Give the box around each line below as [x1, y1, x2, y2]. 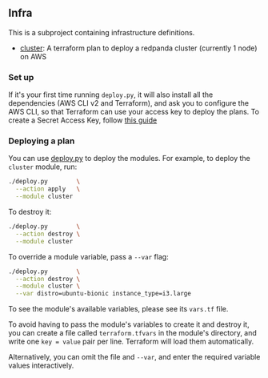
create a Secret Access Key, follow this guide [8, 115, 158, 125]
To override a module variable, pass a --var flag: [8, 251, 170, 261]
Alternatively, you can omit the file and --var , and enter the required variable [8, 352, 261, 362]
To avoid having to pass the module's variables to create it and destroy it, [8, 320, 250, 329]
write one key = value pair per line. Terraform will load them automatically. [8, 336, 254, 347]
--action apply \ [15, 185, 81, 193]
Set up [8, 71, 34, 82]
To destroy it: [8, 207, 52, 217]
